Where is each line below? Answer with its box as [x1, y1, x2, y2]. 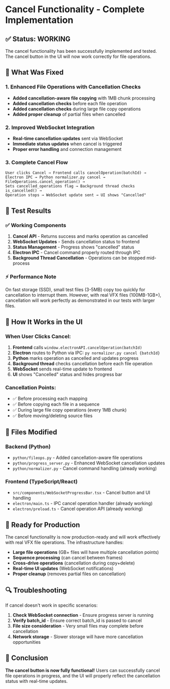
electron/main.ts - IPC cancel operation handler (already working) [12, 500, 153, 507]
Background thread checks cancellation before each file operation [12, 360, 153, 366]
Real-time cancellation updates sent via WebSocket [12, 135, 123, 141]
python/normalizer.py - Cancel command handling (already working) [12, 465, 157, 471]
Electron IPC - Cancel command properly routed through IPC [12, 249, 141, 255]
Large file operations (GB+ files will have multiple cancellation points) [12, 549, 159, 555]
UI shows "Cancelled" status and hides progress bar [12, 371, 123, 377]
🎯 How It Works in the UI [5, 318, 83, 326]
